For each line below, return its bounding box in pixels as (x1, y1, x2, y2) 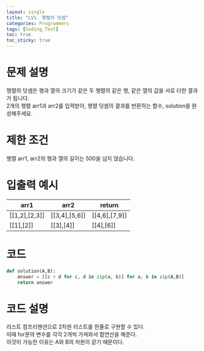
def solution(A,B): (6, 268, 56, 274)
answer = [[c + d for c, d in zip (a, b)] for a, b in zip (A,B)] (17, 273, 184, 280)
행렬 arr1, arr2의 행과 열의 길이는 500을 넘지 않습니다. (6, 154, 135, 162)
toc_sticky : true (6, 37, 51, 43)
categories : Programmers (6, 20, 70, 26)
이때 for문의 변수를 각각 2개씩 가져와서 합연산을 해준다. (6, 331, 137, 338)
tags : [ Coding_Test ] (6, 26, 59, 32)
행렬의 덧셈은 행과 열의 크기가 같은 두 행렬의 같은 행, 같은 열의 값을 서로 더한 (6, 87, 187, 94)
